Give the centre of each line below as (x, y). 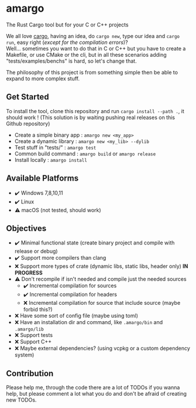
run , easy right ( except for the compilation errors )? (67, 42)
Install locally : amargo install (51, 159)
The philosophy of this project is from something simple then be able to (92, 72)
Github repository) (28, 123)
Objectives (26, 228)
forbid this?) (38, 310)
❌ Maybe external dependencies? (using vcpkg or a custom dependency (102, 348)
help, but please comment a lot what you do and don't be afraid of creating (97, 394)
